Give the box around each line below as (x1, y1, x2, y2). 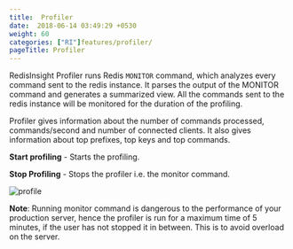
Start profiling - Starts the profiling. (9, 152, 140, 162)
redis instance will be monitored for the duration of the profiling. (9, 98, 243, 109)
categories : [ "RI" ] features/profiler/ (9, 37, 153, 47)
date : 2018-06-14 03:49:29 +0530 (9, 21, 138, 30)
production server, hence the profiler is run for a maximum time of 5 (9, 213, 257, 223)
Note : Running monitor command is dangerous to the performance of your (9, 203, 281, 214)
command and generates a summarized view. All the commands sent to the (9, 89, 285, 100)
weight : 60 (9, 29, 50, 38)
